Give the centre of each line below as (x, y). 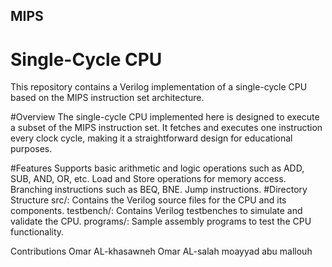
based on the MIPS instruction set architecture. (107, 98)
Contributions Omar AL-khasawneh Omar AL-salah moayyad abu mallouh (161, 251)
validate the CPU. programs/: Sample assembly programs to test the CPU (161, 221)
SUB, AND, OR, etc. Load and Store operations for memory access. (148, 179)
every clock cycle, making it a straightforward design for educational (151, 138)
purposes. (31, 149)
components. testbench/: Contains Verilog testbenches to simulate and (156, 211)
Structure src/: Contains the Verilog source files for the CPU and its (148, 200)
